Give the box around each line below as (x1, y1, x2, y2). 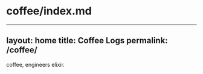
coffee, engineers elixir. (6, 61, 65, 68)
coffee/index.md (6, 4, 92, 18)
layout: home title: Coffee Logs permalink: (6, 35, 168, 46)
